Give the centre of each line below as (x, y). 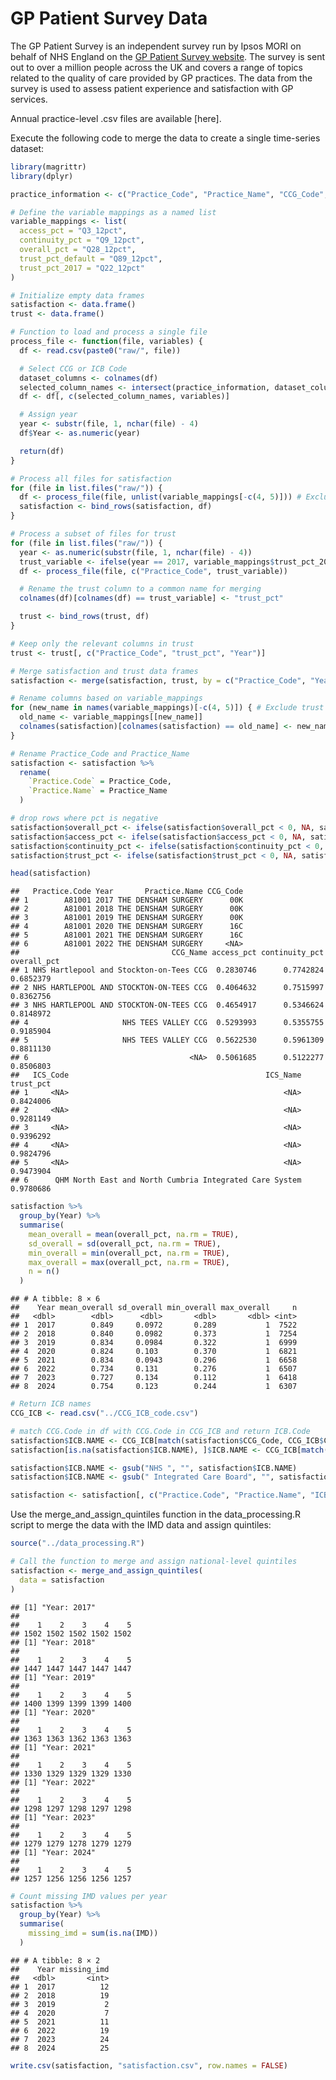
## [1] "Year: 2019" (53, 1677)
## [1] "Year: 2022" (53, 1782)
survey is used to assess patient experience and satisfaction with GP (152, 88)
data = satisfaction (62, 1580)
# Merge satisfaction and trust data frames (104, 671)
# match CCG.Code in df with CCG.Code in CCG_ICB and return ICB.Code (160, 1431)
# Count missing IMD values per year (89, 1896)
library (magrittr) (48, 167)
